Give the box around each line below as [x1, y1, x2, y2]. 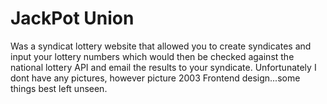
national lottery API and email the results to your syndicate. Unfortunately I [10, 61, 317, 73]
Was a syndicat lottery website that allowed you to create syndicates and [10, 40, 312, 52]
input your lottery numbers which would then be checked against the [10, 50, 295, 62]
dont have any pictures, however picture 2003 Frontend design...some [10, 72, 301, 84]
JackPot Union [10, 7, 135, 30]
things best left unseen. [10, 82, 108, 94]
